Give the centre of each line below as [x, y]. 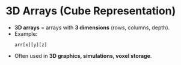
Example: [26, 33]
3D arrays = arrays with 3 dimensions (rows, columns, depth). [92, 27]
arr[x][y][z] [31, 45]
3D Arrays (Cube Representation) [91, 11]
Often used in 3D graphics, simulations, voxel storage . [83, 55]
